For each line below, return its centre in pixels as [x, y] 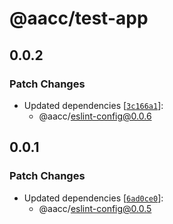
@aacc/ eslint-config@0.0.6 [95, 116]
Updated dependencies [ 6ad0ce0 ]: [93, 198]
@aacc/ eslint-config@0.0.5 [95, 208]
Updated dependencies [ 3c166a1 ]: [93, 105]
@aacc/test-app [79, 18]
